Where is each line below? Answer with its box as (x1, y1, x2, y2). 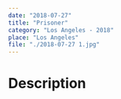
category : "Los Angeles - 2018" (8, 26, 114, 34)
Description (8, 75, 86, 93)
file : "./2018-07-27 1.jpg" (8, 41, 101, 49)
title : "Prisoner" (8, 19, 68, 27)
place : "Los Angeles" (8, 33, 79, 42)
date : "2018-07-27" (8, 11, 72, 20)
